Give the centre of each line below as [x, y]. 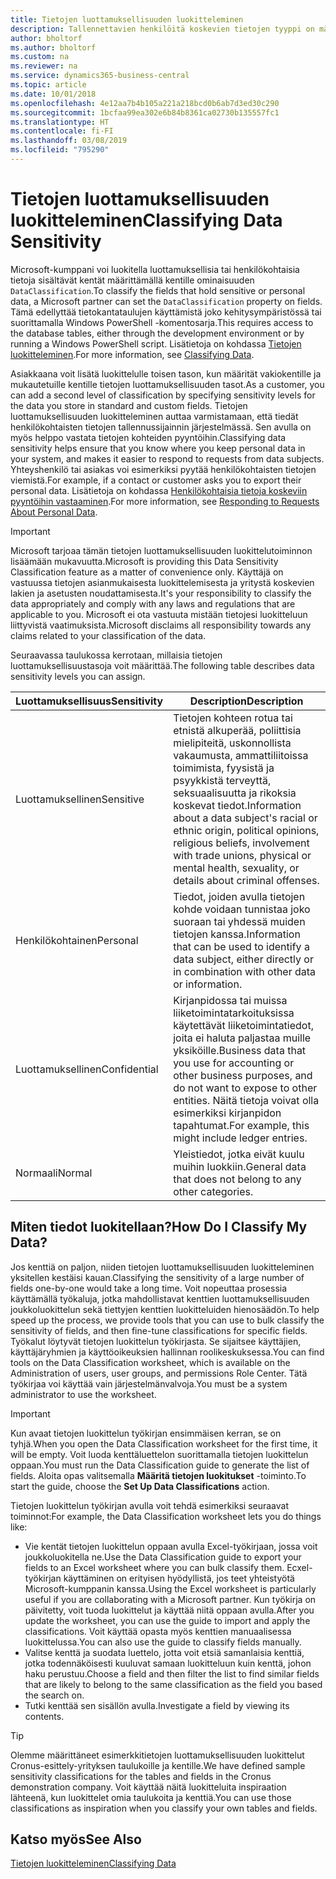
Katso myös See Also [76, 1839]
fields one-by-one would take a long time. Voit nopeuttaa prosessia [149, 1288]
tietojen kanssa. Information [237, 934]
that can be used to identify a [241, 946]
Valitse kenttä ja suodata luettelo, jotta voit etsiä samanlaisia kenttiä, [164, 1652]
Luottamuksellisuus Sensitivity [89, 701]
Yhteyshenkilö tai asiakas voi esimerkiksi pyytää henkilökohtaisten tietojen [163, 469]
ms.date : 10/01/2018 [53, 94]
